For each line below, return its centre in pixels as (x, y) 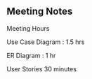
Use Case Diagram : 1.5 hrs (46, 42)
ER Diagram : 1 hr (31, 55)
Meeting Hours (28, 28)
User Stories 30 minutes (41, 69)
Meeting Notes (40, 12)
